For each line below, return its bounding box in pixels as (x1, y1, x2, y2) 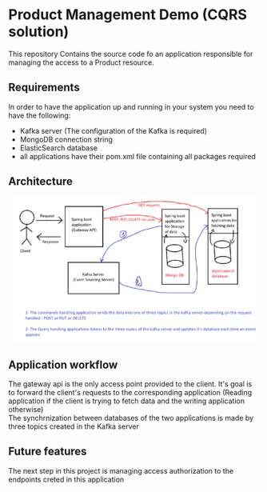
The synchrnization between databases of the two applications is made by (8, 414, 254, 423)
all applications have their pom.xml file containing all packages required (19, 151, 256, 161)
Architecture (8, 174, 74, 189)
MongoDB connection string (19, 134, 114, 144)
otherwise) (8, 405, 44, 414)
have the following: (8, 110, 71, 120)
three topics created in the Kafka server (8, 422, 140, 431)
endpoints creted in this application (8, 474, 125, 484)
